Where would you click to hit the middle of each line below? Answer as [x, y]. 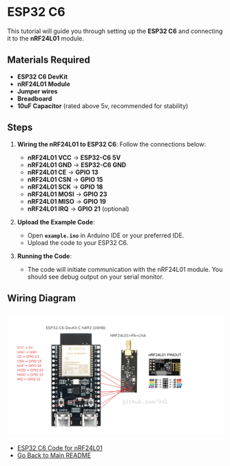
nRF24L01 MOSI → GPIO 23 [67, 194]
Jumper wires [37, 91]
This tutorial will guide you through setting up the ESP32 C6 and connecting [115, 31]
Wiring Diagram [42, 298]
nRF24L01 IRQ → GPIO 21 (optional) [78, 209]
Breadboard [34, 98]
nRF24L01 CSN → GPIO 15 [65, 179]
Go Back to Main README [54, 455]
